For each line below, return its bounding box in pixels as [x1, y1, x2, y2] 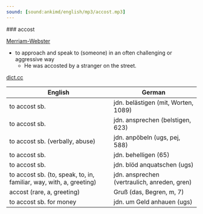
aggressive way [14, 55, 54, 62]
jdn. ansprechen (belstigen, [114, 116, 192, 124]
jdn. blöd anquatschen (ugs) [114, 160, 194, 169]
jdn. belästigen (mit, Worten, [114, 98, 194, 107]
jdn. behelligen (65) [114, 150, 170, 159]
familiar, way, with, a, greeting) [9, 178, 97, 186]
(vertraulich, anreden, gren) [114, 178, 192, 186]
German [141, 88, 166, 96]
